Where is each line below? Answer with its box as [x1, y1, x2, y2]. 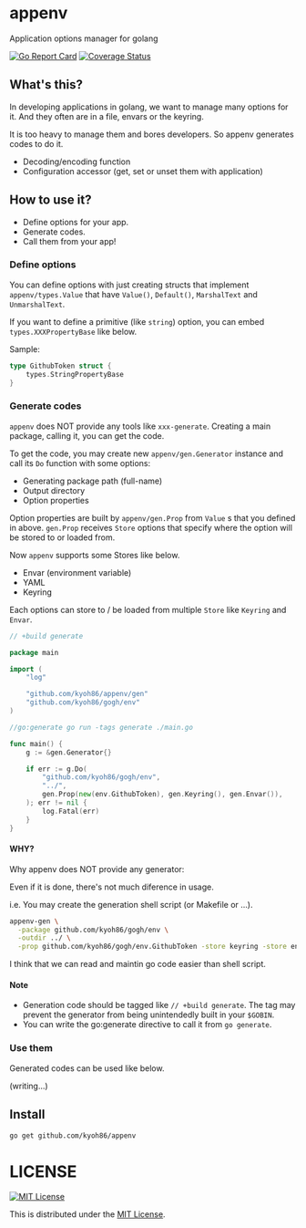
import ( [9, 664, 43, 673]
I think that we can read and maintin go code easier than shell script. [9, 959, 267, 970]
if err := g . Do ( [25, 765, 88, 774]
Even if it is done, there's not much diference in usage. [9, 881, 214, 892]
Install [9, 1107, 46, 1122]
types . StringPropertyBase [25, 369, 125, 379]
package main [9, 648, 59, 657]
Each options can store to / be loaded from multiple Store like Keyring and [9, 604, 287, 615]
